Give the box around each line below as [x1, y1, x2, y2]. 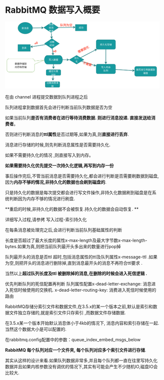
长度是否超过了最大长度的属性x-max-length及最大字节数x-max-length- [5, 237, 148, 243]
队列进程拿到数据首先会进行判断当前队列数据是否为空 [5, 104, 113, 110]
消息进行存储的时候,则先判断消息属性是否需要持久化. [5, 142, 111, 148]
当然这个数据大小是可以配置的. [5, 326, 67, 332]
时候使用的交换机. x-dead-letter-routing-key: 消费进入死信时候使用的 [18, 287, 157, 293]
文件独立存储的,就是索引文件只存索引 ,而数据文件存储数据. [9, 309, 126, 315]
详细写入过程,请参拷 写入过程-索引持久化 [5, 216, 87, 222]
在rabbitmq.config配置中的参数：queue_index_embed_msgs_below [5, 336, 141, 342]
